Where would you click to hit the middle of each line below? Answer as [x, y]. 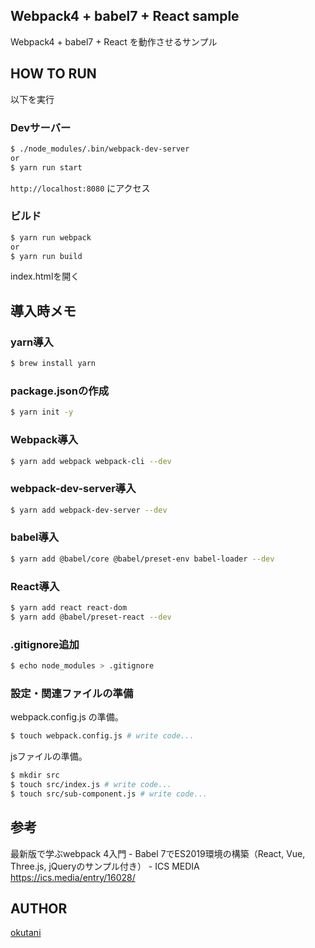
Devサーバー [41, 127]
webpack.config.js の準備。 [67, 717]
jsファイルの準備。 [49, 756]
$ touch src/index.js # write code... [91, 784]
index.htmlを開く [45, 276]
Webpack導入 [44, 440]
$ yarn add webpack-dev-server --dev [89, 510]
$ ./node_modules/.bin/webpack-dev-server [100, 149]
